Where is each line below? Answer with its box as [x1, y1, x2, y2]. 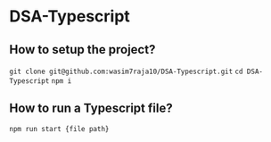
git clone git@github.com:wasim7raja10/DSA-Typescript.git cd [9, 67, 243, 76]
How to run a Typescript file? [9, 101, 173, 116]
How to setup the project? [9, 42, 156, 57]
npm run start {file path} [9, 124, 110, 133]
